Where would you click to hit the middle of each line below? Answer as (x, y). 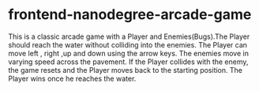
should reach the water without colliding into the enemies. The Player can (128, 44)
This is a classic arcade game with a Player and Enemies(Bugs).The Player (129, 36)
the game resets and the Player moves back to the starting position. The (126, 70)
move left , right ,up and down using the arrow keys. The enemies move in (128, 53)
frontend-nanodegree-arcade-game (130, 15)
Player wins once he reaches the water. (72, 78)
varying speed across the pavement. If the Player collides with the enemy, (128, 62)
